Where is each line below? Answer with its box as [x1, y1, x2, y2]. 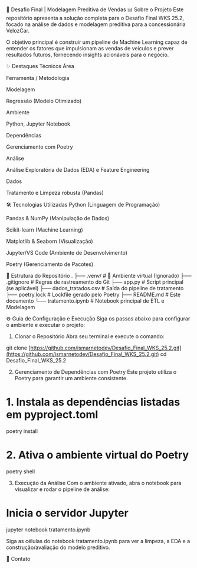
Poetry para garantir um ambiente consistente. [14, 375, 128, 381]
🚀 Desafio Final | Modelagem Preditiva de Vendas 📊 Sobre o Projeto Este [6, 6, 184, 13]
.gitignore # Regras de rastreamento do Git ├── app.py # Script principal [6, 278, 184, 285]
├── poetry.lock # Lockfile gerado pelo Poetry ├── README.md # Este [6, 291, 181, 298]
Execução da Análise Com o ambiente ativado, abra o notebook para [14, 479, 182, 486]
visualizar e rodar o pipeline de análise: [14, 486, 110, 493]
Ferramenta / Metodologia [6, 75, 70, 81]
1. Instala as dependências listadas [6, 396, 180, 409]
